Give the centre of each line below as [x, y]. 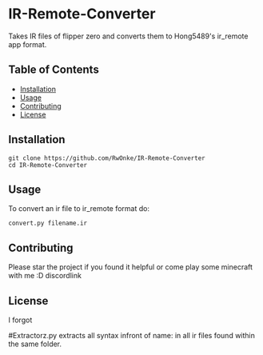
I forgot [20, 320]
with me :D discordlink [45, 276]
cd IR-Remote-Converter [48, 165]
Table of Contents [54, 70]
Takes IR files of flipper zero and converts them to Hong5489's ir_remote [128, 36]
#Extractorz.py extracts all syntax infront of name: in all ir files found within [132, 335]
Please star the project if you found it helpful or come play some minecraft [131, 267]
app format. [28, 44]
